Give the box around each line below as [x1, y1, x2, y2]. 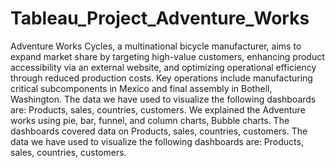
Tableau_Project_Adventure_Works [10, 7, 310, 30]
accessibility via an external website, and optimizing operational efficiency [10, 61, 317, 73]
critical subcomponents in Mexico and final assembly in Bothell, [10, 82, 273, 94]
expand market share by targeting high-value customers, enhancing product [10, 50, 325, 62]
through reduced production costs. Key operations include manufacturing [10, 72, 313, 84]
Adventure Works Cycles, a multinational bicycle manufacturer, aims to [10, 40, 302, 52]
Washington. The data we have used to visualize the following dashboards [10, 93, 317, 105]
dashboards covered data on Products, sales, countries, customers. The [10, 125, 308, 137]
